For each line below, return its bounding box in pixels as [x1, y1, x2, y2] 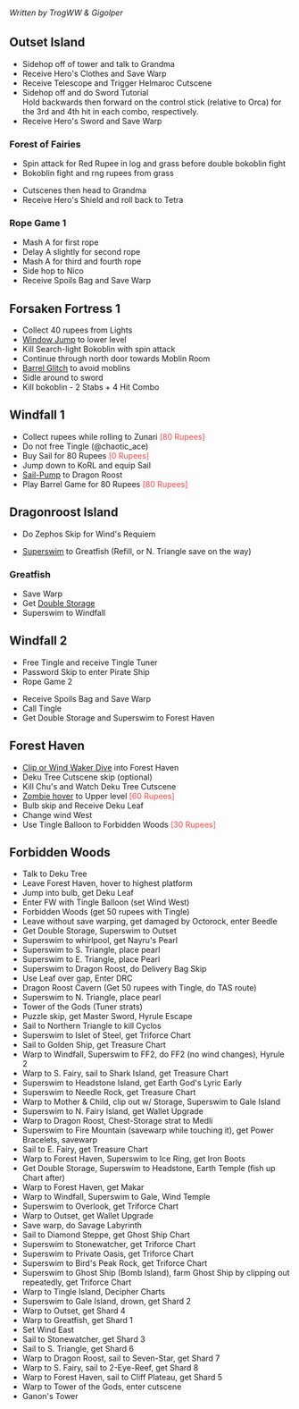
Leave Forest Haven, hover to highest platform [21, 878, 194, 889]
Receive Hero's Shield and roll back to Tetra [21, 194, 184, 205]
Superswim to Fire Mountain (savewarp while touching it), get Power [21, 1125, 274, 1135]
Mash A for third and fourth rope [21, 256, 142, 267]
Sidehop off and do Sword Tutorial [21, 87, 149, 97]
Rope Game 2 [21, 676, 73, 687]
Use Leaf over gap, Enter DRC [21, 973, 133, 983]
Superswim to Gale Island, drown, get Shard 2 [21, 1296, 192, 1307]
